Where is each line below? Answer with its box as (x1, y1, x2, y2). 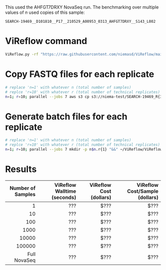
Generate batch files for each (5, 111, 127, 122)
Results (5, 163, 37, 175)
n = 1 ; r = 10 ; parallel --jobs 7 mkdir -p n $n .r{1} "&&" (5, 147, 119, 152)
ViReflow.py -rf (5, 52, 39, 56)
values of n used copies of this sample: (5, 9, 85, 15)
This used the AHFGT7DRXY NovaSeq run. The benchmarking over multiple (5, 4, 159, 10)
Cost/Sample (127, 188, 159, 195)
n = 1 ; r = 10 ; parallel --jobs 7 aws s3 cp (5, 94, 90, 99)
